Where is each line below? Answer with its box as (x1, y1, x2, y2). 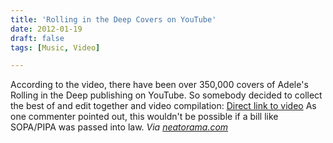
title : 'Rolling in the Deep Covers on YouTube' (10, 14, 217, 25)
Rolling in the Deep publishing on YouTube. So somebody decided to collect (10, 89, 323, 101)
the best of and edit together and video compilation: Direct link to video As (10, 100, 317, 112)
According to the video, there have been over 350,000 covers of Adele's (10, 79, 309, 91)
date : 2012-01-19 (10, 24, 83, 34)
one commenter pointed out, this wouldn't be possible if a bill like (10, 111, 279, 123)
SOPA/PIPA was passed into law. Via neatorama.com (10, 121, 229, 133)
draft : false (10, 33, 65, 43)
